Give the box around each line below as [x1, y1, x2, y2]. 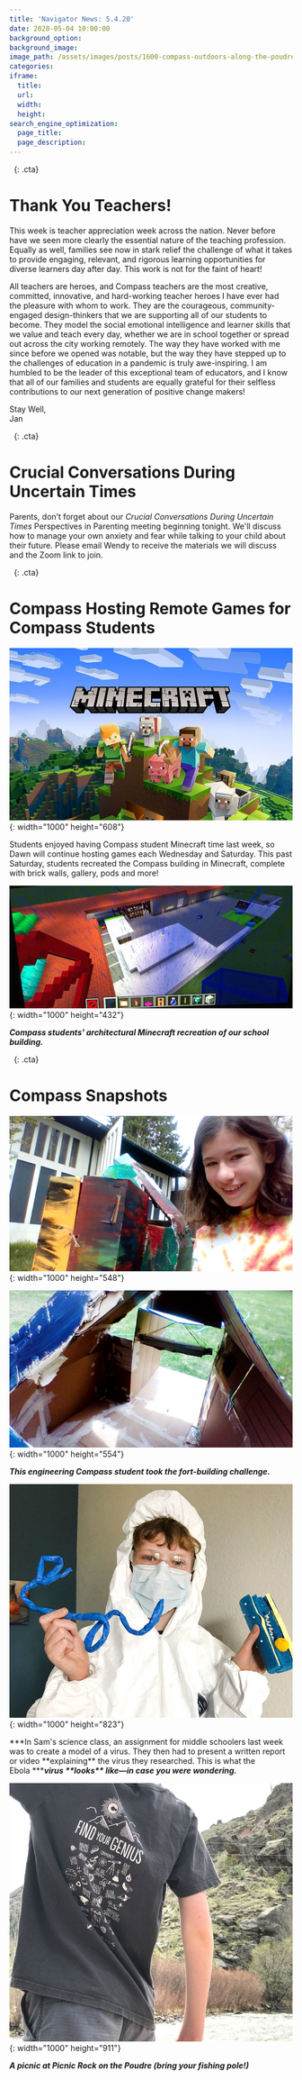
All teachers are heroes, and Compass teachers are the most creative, [9, 280, 269, 292]
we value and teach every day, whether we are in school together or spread [9, 329, 289, 340]
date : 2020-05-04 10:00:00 [9, 23, 111, 33]
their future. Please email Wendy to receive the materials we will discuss [9, 540, 277, 550]
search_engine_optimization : [9, 119, 119, 128]
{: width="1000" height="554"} [9, 1449, 125, 1459]
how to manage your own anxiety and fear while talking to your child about [9, 530, 286, 540]
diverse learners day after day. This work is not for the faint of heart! [9, 263, 262, 274]
